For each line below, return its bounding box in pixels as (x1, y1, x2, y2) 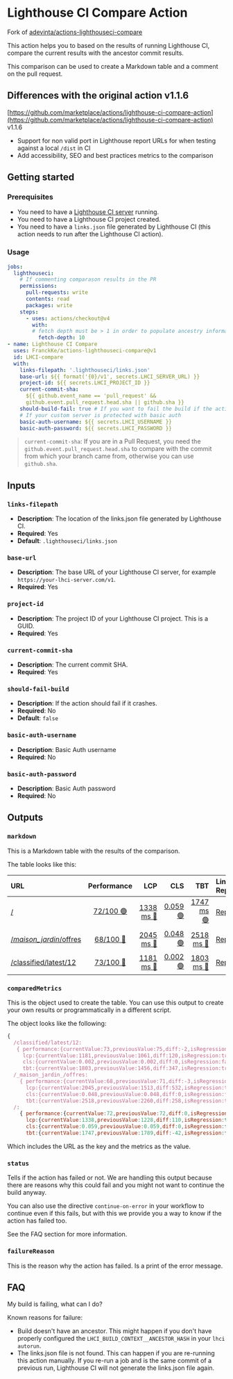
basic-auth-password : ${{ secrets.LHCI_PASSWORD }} (19, 425, 172, 432)
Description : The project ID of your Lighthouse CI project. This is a (17, 614, 209, 623)
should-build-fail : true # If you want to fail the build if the (19, 405, 213, 412)
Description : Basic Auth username (17, 745, 116, 753)
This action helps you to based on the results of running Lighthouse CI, (7, 41, 210, 49)
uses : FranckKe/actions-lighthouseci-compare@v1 (13, 348, 157, 354)
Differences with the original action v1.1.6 (7, 90, 189, 101)
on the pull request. (7, 70, 63, 78)
